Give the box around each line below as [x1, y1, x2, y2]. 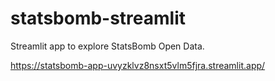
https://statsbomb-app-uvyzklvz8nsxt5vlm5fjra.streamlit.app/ [10, 59, 266, 71]
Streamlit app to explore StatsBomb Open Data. [10, 40, 205, 52]
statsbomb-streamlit [10, 7, 187, 30]
